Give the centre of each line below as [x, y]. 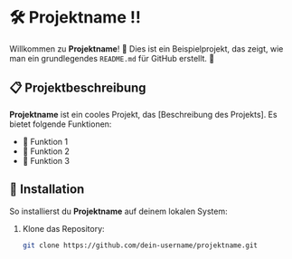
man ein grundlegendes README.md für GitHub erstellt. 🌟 [112, 58]
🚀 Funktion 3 [46, 160]
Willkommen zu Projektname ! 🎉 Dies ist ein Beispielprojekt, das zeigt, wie [146, 48]
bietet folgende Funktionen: [61, 124]
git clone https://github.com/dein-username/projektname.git [140, 245]
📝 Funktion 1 [45, 141]
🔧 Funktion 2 [46, 151]
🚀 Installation [47, 190]
